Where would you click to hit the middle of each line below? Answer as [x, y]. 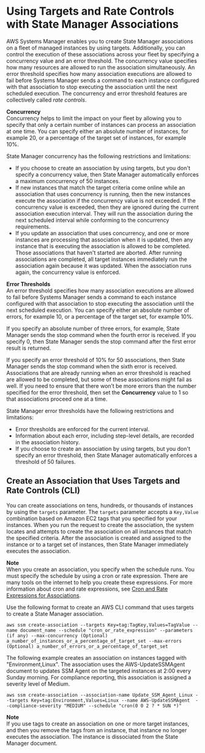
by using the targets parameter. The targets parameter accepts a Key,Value [102, 512]
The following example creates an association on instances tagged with [96, 657]
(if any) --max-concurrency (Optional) [57, 635]
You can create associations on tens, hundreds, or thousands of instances [100, 505]
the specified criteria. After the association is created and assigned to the [99, 538]
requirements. [33, 226]
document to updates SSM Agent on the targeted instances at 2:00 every [99, 671]
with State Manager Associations [93, 24]
